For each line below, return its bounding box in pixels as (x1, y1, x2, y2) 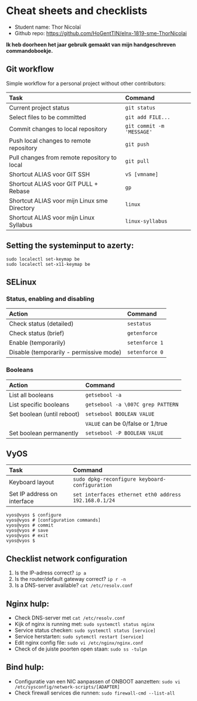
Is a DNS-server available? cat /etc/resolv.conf (14, 582, 133, 589)
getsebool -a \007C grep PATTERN (85, 401, 179, 408)
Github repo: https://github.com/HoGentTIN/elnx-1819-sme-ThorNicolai (14, 29, 187, 36)
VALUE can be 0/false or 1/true (85, 419, 168, 428)
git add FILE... (125, 114, 171, 121)
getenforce (127, 330, 158, 337)
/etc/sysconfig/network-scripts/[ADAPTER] (14, 684, 120, 690)
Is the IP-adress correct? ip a (14, 569, 87, 576)
